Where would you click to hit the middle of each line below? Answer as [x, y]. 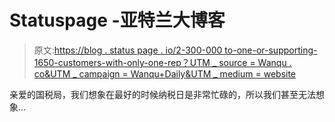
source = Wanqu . [255, 62]
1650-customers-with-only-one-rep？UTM [122, 62]
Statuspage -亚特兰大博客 [117, 20]
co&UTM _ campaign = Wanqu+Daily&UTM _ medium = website [165, 73]
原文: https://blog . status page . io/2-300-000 [128, 50]
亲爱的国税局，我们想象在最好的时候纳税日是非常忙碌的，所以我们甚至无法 [162, 94]
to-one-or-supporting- [271, 50]
